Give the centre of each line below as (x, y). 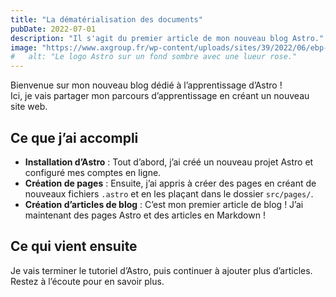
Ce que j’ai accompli (74, 137)
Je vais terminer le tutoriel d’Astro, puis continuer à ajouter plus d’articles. (161, 270)
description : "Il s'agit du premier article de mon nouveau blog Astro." (167, 38)
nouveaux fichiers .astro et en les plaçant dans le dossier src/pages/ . (169, 193)
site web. (29, 107)
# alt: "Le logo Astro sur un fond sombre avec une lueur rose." (154, 57)
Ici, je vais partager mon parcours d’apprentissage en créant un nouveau (160, 96)
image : (24, 47)
